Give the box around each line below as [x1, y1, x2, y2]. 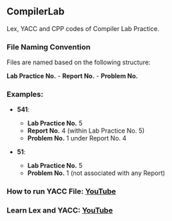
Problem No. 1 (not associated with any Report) [27, 169, 166, 177]
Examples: [6, 90, 44, 100]
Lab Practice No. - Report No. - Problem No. [6, 72, 138, 80]
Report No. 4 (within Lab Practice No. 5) [27, 126, 145, 135]
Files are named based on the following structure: [6, 58, 151, 66]
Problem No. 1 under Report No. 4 [27, 134, 127, 143]
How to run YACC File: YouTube [6, 186, 116, 196]
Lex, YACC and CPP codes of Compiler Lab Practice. [6, 24, 160, 32]
